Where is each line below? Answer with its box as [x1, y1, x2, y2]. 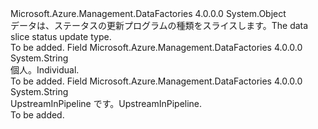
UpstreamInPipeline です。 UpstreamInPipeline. [10, 98, 203, 109]
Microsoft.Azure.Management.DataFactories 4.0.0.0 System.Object [10, 8, 287, 19]
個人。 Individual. [10, 64, 80, 76]
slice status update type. [10, 31, 112, 42]
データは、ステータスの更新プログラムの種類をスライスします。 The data [10, 20, 309, 31]
